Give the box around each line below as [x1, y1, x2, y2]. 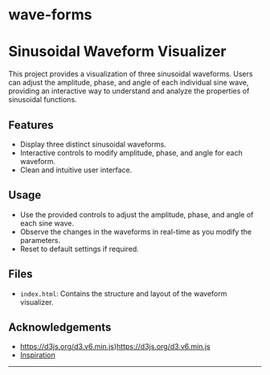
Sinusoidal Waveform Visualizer [8, 43, 227, 61]
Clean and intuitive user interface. [19, 165, 133, 175]
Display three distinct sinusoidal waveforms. [19, 139, 166, 149]
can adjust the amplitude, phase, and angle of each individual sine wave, [8, 78, 249, 88]
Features [8, 118, 54, 132]
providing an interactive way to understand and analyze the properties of [8, 86, 250, 96]
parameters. [19, 235, 61, 245]
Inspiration [19, 350, 55, 360]
